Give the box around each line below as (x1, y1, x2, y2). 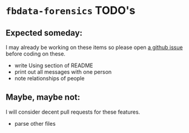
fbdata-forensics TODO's (5, 4, 136, 18)
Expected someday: (5, 28, 83, 38)
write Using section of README (14, 62, 93, 69)
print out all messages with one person (14, 68, 112, 76)
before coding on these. (5, 50, 66, 57)
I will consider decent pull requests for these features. (5, 108, 141, 115)
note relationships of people (14, 75, 85, 82)
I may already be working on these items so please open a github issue (5, 44, 183, 51)
